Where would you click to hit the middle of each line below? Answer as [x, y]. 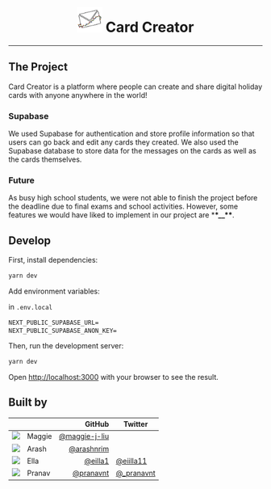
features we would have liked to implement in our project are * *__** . [122, 215]
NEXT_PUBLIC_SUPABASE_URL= [54, 323]
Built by [28, 403]
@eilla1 [97, 461]
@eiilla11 [131, 461]
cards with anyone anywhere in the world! [78, 95]
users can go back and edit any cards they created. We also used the [124, 142]
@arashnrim [89, 449]
